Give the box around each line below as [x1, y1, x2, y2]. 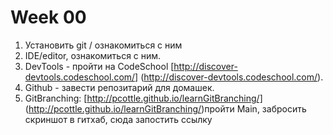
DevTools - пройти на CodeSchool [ [24, 60, 175, 72]
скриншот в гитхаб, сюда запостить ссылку [24, 113, 213, 125]
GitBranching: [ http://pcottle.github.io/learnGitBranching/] [24, 92, 263, 104]
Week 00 [10, 6, 87, 29]
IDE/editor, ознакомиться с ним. [24, 49, 162, 61]
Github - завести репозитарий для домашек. [24, 81, 215, 93]
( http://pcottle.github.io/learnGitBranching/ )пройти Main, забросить [24, 102, 307, 115]
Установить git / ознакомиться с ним [24, 39, 183, 51]
